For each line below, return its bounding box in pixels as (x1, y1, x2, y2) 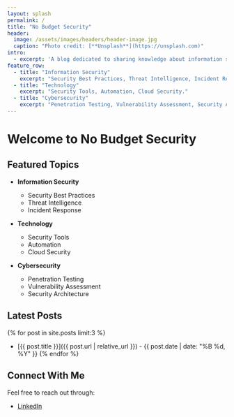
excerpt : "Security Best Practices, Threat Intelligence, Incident (19, 75, 219, 82)
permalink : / (7, 17, 45, 24)
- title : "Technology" (13, 82, 79, 89)
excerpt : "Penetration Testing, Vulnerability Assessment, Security (19, 101, 223, 108)
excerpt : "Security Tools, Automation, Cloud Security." (19, 88, 189, 95)
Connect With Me (7, 370, 85, 381)
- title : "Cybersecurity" (13, 95, 89, 102)
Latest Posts (7, 310, 63, 322)
